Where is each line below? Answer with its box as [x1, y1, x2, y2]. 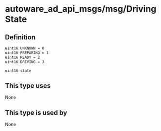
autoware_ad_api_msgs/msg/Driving [5, 3, 157, 15]
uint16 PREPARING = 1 [5, 50, 49, 55]
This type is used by [5, 108, 67, 117]
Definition [5, 33, 35, 41]
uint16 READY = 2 [5, 55, 40, 60]
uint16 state [5, 68, 32, 73]
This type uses [5, 82, 51, 90]
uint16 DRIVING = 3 [5, 59, 45, 64]
